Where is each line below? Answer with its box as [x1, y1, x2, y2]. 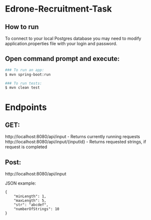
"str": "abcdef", [14, 203, 49, 207]
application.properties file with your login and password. [5, 41, 118, 47]
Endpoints [5, 102, 47, 112]
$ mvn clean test [5, 85, 40, 90]
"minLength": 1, [14, 194, 47, 199]
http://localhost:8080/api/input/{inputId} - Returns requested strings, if [5, 139, 146, 145]
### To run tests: [5, 81, 42, 86]
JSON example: [5, 180, 36, 186]
